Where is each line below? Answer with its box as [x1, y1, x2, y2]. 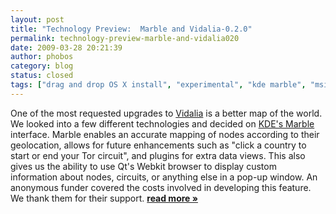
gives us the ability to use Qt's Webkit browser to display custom [10, 160, 277, 172]
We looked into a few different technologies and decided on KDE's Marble [10, 117, 315, 130]
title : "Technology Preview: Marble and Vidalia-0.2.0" [10, 24, 253, 34]
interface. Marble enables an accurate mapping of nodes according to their [10, 128, 320, 140]
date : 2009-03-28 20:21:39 [10, 42, 123, 53]
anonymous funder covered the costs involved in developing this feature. [10, 181, 312, 193]
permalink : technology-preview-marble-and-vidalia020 [10, 33, 240, 43]
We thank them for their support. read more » [10, 192, 198, 204]
